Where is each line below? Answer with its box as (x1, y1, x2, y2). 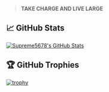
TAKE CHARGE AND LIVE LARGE (20, 5, 104, 12)
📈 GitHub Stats (6, 23, 65, 33)
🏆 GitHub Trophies (6, 60, 80, 70)
